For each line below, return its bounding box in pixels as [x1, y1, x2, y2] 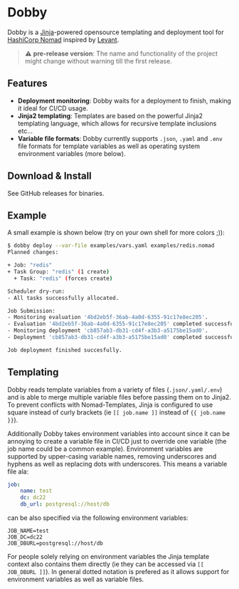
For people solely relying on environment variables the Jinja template [7, 553, 210, 561]
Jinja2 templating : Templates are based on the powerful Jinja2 [17, 111, 203, 120]
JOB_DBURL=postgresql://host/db [7, 540, 103, 547]
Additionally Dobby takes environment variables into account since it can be [7, 429, 230, 438]
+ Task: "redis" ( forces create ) [14, 275, 113, 282]
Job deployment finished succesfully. [7, 346, 122, 353]
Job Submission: [7, 307, 55, 314]
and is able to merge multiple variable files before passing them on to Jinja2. [7, 392, 231, 401]
